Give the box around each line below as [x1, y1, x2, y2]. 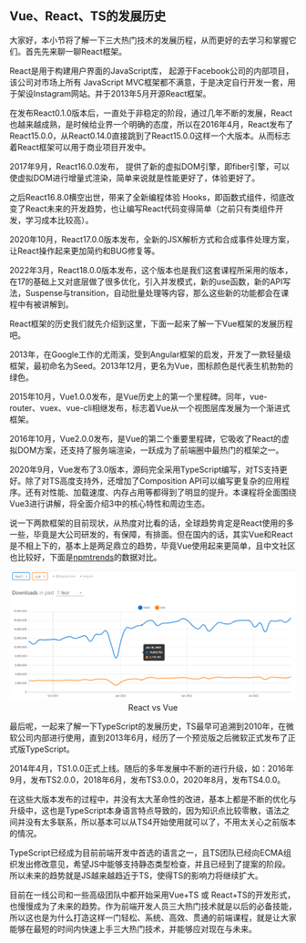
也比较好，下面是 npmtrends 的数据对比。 [9, 551, 162, 562]
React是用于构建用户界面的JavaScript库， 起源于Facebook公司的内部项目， [9, 65, 294, 76]
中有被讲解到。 [16, 299, 74, 310]
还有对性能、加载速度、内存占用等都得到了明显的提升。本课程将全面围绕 [25, 487, 297, 497]
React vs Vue [127, 702, 178, 712]
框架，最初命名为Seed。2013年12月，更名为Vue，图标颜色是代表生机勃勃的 [9, 360, 293, 371]
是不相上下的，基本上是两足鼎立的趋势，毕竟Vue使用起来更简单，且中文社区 [9, 540, 296, 551]
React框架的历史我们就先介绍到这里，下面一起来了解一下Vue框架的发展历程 [9, 318, 293, 329]
